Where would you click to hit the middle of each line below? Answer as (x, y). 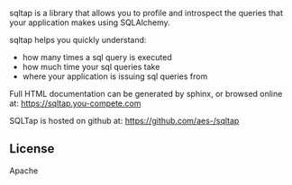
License (32, 149)
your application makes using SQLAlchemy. (90, 22)
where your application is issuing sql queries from (115, 76)
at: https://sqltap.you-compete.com (75, 103)
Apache (24, 171)
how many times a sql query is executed (97, 57)
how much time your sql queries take (91, 67)
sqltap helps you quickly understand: (78, 40)
